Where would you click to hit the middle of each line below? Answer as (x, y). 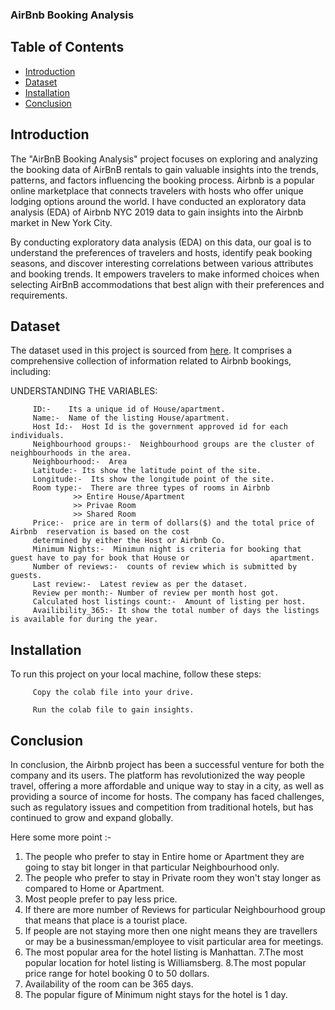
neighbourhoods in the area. (71, 453)
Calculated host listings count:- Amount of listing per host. (169, 602)
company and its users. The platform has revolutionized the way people (158, 775)
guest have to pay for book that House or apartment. (162, 558)
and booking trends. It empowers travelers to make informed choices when (165, 274)
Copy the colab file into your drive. (113, 693)
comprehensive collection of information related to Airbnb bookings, (151, 361)
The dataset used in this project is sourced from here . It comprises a (151, 350)
